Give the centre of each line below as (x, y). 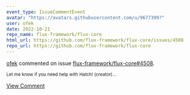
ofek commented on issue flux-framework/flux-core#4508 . (81, 63)
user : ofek (20, 23)
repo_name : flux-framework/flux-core (54, 35)
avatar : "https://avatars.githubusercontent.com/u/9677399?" (86, 18)
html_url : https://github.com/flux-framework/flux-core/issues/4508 (95, 40)
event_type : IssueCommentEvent (46, 12)
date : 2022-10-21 (28, 29)
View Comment (26, 85)
